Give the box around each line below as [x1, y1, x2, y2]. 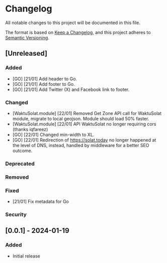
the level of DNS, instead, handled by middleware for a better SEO [12, 142, 149, 148]
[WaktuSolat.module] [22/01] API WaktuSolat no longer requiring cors [12, 121, 157, 127]
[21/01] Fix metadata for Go [12, 199, 69, 205]
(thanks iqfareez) [12, 126, 48, 132]
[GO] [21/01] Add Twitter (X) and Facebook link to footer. [12, 86, 130, 92]
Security [5, 211, 27, 218]
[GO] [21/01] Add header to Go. [12, 76, 77, 82]
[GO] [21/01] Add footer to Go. [12, 81, 75, 87]
